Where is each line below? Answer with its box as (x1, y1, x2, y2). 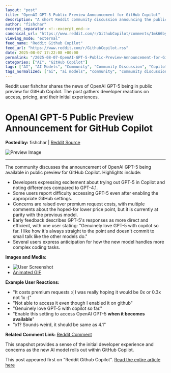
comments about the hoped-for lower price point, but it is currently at (12, 206, 159, 212)
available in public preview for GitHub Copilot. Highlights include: (5, 169, 141, 175)
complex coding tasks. (12, 244, 60, 250)
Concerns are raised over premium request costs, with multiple (12, 201, 145, 207)
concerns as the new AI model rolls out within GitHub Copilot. (5, 347, 134, 353)
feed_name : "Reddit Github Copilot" (5, 41, 83, 46)
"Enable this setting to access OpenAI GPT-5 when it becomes (12, 310, 145, 316)
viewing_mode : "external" (5, 36, 60, 41)
